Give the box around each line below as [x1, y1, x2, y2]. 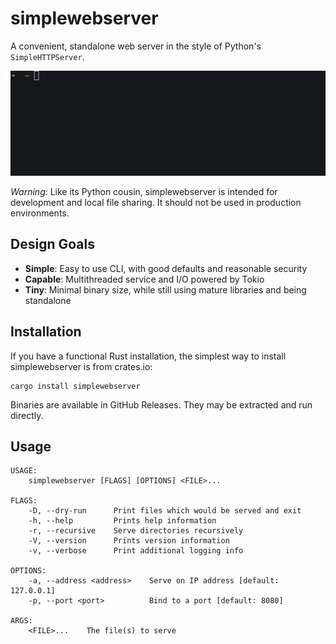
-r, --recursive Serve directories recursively [28, 526, 244, 536]
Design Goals [10, 236, 95, 253]
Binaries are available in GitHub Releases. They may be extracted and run [10, 398, 313, 411]
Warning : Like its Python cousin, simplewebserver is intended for [10, 185, 278, 197]
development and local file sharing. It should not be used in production [10, 196, 302, 208]
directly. [10, 409, 44, 421]
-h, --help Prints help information [28, 516, 217, 526]
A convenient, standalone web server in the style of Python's [10, 40, 262, 52]
